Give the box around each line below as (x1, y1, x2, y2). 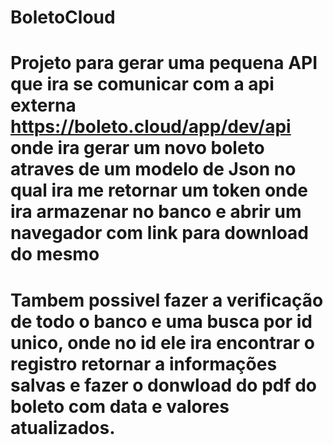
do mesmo (10, 243, 100, 266)
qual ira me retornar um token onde (10, 179, 308, 202)
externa (10, 94, 77, 117)
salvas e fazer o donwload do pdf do (10, 374, 318, 396)
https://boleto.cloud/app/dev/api (10, 116, 292, 138)
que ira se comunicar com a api (10, 73, 275, 96)
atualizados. (10, 416, 116, 439)
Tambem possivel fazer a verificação (10, 289, 324, 311)
